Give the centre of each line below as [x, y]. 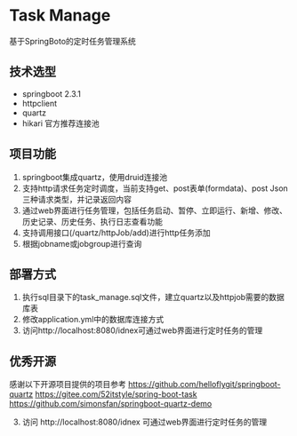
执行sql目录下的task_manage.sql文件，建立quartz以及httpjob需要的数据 [153, 297]
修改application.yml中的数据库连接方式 [93, 320]
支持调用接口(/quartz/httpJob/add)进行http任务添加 [116, 233]
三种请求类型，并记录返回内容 [76, 199]
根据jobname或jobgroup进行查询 [82, 243]
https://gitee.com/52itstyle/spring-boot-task [116, 394]
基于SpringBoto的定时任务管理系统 [72, 41]
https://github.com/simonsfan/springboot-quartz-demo [111, 404]
